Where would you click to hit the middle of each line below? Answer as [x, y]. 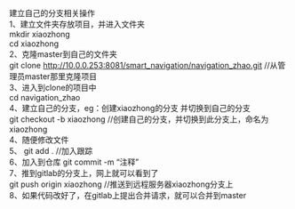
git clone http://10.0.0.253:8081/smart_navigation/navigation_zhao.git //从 [144, 65]
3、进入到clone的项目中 [53, 88]
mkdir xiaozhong [40, 34]
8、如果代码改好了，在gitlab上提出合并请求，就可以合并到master [128, 195]
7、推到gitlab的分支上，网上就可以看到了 [84, 173]
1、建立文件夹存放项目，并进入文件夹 [77, 24]
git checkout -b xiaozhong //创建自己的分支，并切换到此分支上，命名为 [139, 119]
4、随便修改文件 [39, 140]
